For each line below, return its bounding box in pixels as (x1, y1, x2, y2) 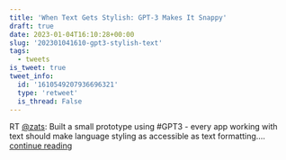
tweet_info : (9, 72, 54, 81)
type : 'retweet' (17, 88, 78, 97)
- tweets (17, 55, 50, 64)
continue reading (9, 140, 73, 151)
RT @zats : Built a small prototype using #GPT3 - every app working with (9, 121, 278, 132)
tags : (9, 47, 30, 56)
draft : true (9, 22, 54, 31)
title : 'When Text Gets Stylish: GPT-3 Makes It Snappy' (9, 13, 228, 22)
